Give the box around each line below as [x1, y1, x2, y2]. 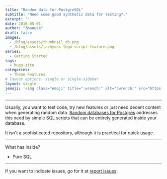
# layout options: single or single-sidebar [5, 77, 99, 82]
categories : [5, 68, 30, 73]
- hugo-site [9, 63, 35, 68]
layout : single [5, 81, 37, 86]
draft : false [5, 30, 32, 35]
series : [5, 49, 21, 54]
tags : [5, 58, 16, 63]
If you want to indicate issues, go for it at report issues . [5, 168, 118, 174]
